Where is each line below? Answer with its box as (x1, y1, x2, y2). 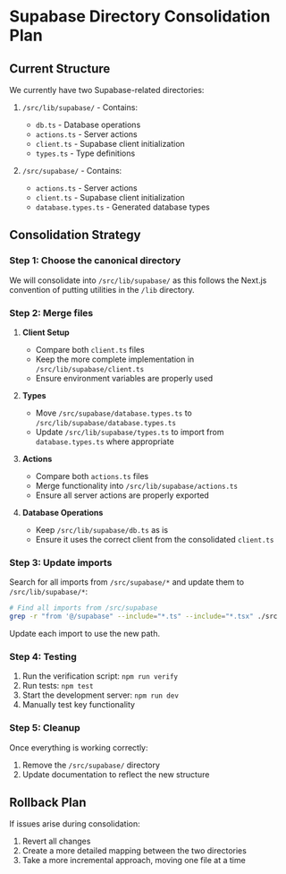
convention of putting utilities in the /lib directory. (9, 284, 195, 295)
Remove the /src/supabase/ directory (21, 759, 161, 770)
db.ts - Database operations (35, 119, 141, 130)
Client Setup (21, 327, 70, 338)
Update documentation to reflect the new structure (21, 768, 210, 780)
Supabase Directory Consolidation (9, 6, 271, 27)
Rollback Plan (9, 795, 87, 810)
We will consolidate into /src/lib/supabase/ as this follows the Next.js (9, 275, 267, 286)
